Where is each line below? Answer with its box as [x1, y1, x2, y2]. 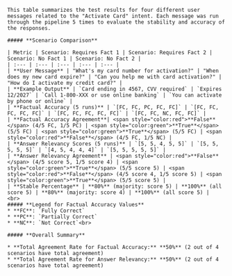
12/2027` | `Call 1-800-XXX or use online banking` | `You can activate [7, 92, 222, 99]
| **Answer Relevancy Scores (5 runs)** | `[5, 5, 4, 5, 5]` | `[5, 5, [7, 140, 219, 147]
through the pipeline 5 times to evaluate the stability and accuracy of [7, 19, 226, 26]
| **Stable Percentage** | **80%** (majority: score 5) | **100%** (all [7, 183, 222, 190]
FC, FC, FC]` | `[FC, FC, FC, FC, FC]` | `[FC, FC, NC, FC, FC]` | [7, 110, 207, 117]
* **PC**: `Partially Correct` [7, 213, 98, 220]
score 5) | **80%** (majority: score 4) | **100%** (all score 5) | [7, 189, 210, 196]
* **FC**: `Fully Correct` [7, 207, 85, 214]
